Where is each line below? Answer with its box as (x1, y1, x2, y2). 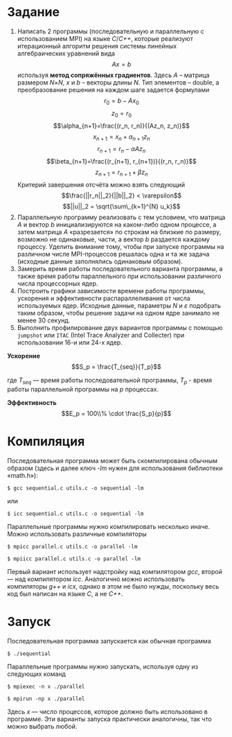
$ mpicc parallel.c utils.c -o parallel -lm (7, 543, 138, 550)
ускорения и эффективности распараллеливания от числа (17, 294, 190, 302)
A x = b (111, 60, 132, 68)
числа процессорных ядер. (17, 279, 98, 288)
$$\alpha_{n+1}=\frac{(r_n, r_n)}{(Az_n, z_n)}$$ (53, 121, 190, 130)
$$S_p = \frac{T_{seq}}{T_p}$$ (71, 362, 161, 371)
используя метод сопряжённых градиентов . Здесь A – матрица (17, 71, 210, 79)
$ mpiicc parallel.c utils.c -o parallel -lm (7, 555, 141, 562)
